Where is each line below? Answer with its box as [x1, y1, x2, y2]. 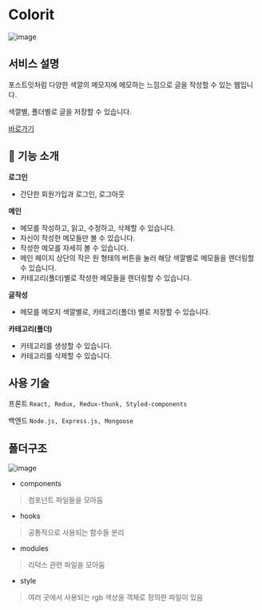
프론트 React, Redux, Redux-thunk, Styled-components [8, 399, 188, 409]
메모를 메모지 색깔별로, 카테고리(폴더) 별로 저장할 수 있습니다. [19, 307, 211, 316]
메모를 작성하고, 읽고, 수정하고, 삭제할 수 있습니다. [19, 223, 176, 232]
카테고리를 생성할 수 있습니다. [19, 341, 113, 351]
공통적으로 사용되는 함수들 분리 [27, 528, 125, 537]
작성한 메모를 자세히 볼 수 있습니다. [19, 243, 129, 252]
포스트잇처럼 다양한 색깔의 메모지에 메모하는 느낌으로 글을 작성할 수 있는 [8, 80, 232, 89]
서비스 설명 [8, 57, 60, 71]
